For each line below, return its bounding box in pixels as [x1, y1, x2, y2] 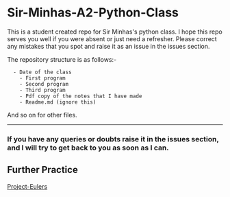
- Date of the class [13, 69, 72, 76]
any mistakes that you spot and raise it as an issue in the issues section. [7, 42, 210, 50]
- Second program [19, 80, 69, 87]
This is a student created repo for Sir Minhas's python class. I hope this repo [7, 27, 222, 36]
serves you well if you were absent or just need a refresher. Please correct [7, 34, 217, 43]
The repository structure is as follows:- [7, 55, 117, 63]
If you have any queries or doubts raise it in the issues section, [7, 134, 219, 143]
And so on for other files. [7, 111, 77, 119]
